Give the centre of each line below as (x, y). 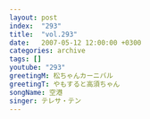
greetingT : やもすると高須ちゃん (65, 84)
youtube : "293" (37, 68)
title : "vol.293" (43, 34)
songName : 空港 (36, 92)
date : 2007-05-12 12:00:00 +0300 (75, 42)
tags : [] (25, 59)
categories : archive (48, 51)
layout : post (33, 17)
